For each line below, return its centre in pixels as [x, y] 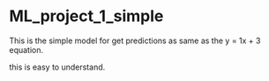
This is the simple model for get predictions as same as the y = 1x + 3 [135, 40]
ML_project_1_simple [86, 16]
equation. [26, 49]
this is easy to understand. [57, 67]
